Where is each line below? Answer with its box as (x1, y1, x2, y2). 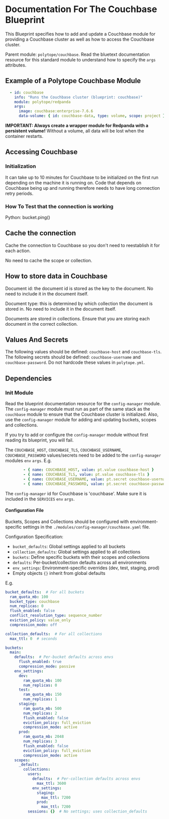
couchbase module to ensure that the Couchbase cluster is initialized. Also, (5, 411, 159, 417)
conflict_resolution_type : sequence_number (10, 613, 102, 618)
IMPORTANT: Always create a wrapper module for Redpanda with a (5, 122, 148, 128)
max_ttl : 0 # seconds (10, 636, 57, 641)
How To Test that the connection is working (5, 203, 114, 210)
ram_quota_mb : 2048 (23, 734, 64, 739)
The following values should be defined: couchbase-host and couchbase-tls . (5, 349, 162, 355)
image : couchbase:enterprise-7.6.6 (18, 109, 94, 114)
